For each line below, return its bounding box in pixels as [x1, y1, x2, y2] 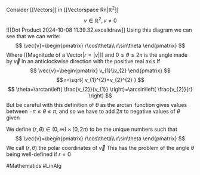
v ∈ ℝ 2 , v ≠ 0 [83, 16, 118, 24]
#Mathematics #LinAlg [6, 162, 61, 170]
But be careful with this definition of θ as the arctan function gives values [6, 102, 187, 109]
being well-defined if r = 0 [6, 151, 72, 158]
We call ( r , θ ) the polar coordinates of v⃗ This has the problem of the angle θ [6, 145, 195, 152]
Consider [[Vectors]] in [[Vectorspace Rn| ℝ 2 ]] [6, 5, 119, 13]
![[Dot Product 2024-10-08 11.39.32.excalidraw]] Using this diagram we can [6, 26, 192, 33]
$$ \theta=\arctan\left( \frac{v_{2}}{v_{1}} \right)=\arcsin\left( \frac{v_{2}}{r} [8, 86, 193, 93]
